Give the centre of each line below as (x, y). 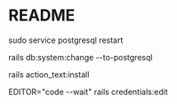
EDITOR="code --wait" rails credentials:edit (88, 92)
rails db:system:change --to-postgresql (80, 57)
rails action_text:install (49, 74)
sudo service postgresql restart (66, 40)
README (42, 16)
